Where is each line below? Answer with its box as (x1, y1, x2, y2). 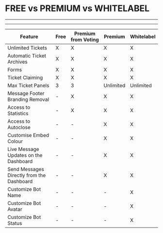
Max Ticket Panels (7, 82, 49, 89)
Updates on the (7, 151, 43, 158)
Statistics (7, 110, 29, 116)
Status (7, 219, 22, 226)
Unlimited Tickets (7, 44, 48, 51)
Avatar (7, 206, 23, 213)
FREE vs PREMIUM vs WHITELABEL (5, 3, 149, 14)
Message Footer (7, 90, 45, 97)
